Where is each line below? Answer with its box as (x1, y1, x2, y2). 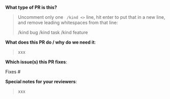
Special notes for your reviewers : (5, 79, 78, 84)
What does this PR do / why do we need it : (5, 39, 96, 45)
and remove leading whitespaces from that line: (17, 20, 118, 25)
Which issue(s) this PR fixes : (5, 59, 67, 65)
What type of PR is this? (5, 5, 57, 10)
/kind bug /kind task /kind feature (17, 29, 88, 35)
